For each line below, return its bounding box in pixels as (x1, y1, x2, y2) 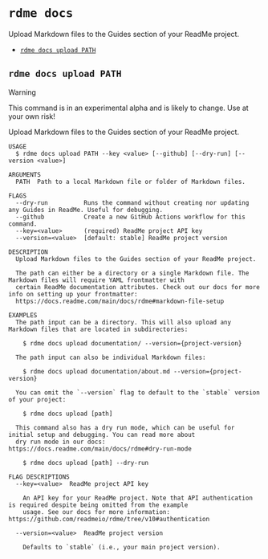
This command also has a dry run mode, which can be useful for (15, 423, 235, 431)
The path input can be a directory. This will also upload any (15, 318, 231, 326)
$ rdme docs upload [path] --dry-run (22, 459, 149, 467)
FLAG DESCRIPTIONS (8, 472, 70, 481)
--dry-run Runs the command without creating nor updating (15, 198, 250, 206)
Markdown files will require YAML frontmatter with (8, 275, 185, 284)
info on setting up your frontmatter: (8, 290, 138, 298)
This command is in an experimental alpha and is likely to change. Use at (8, 103, 249, 112)
